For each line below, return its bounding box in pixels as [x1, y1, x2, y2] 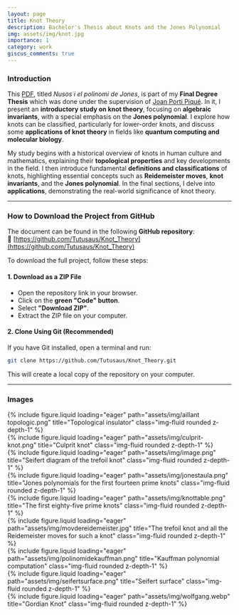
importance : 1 [7, 37, 50, 44]
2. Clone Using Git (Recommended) [7, 327, 114, 336]
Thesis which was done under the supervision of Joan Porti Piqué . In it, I [7, 98, 221, 106]
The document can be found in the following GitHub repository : [7, 227, 195, 236]
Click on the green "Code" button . [17, 296, 120, 305]
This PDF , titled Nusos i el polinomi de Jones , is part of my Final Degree [7, 90, 218, 98]
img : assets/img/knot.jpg [7, 30, 84, 38]
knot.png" [7, 441, 37, 449]
